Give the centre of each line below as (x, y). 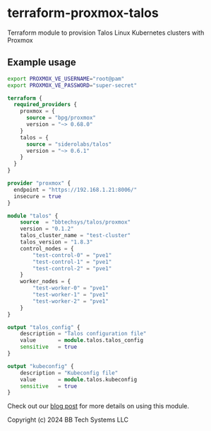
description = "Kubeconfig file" (69, 373)
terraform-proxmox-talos (83, 13)
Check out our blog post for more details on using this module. (98, 406)
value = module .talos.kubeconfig (79, 379)
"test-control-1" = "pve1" (72, 262)
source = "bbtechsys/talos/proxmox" (76, 222)
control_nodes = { (47, 248)
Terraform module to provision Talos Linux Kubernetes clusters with (106, 33)
